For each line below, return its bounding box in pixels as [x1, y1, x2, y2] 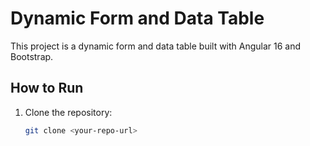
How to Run [10, 80, 84, 97]
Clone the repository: [24, 106, 113, 118]
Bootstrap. [10, 50, 54, 62]
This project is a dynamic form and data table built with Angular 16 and [10, 40, 302, 52]
